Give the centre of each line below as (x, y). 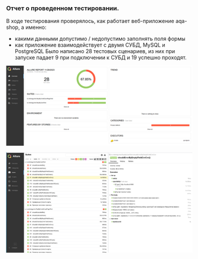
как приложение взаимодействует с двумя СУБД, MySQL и (90, 45)
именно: (36, 27)
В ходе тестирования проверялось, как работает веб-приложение (90, 21)
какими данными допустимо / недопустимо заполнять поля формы (100, 39)
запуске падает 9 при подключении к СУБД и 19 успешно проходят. (101, 58)
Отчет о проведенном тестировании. (63, 8)
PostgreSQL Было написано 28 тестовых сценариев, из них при (95, 51)
